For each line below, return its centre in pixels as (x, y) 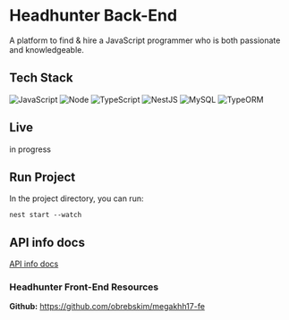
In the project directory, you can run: (76, 198)
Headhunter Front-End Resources (84, 287)
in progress (30, 149)
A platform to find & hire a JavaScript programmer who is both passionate (145, 40)
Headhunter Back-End (93, 16)
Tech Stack (41, 78)
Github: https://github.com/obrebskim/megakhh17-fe (107, 307)
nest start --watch (46, 215)
